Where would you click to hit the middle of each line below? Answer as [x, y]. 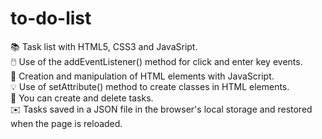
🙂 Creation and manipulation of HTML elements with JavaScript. [142, 76]
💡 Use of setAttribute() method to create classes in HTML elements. [150, 86]
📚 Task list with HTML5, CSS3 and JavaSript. [104, 46]
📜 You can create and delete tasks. [82, 98]
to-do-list [51, 18]
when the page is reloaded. [66, 123]
